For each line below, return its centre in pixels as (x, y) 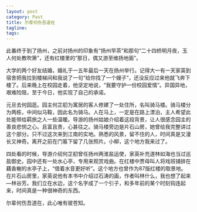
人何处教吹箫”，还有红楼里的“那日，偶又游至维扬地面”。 (74, 58)
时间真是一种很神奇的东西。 (50, 190)
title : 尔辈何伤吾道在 (31, 22)
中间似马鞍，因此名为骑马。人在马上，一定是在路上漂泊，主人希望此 (108, 112)
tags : (13, 33)
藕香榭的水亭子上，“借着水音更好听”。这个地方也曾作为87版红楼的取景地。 (96, 169)
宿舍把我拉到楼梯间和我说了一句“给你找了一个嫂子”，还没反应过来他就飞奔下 (98, 78)
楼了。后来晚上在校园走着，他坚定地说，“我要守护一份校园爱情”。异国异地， (98, 85)
